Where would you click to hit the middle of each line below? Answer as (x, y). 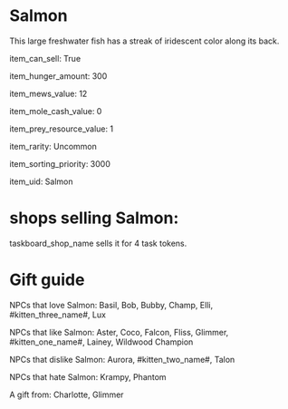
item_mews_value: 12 (48, 93)
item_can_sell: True (45, 58)
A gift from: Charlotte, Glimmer (67, 394)
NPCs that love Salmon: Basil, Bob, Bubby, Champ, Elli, (111, 305)
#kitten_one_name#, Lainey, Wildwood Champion (101, 342)
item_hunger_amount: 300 (58, 76)
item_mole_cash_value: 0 (56, 111)
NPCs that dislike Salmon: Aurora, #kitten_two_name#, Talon (122, 359)
